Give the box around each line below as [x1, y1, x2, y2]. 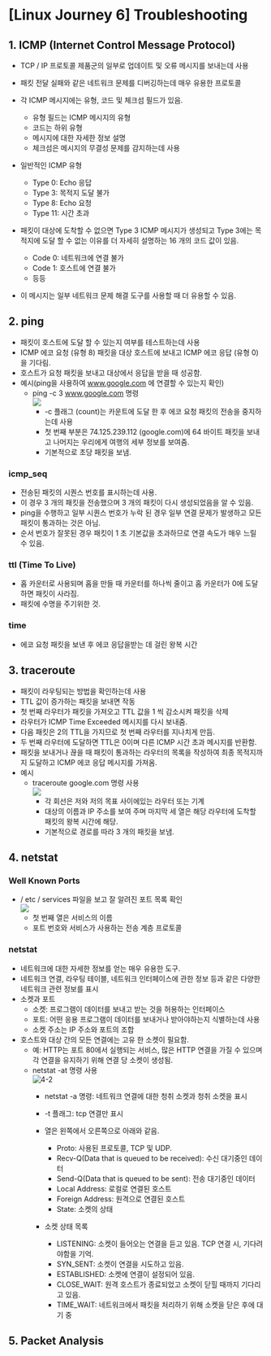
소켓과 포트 [19, 994, 56, 1004]
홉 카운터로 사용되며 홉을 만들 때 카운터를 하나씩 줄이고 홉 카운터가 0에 [19, 579, 243, 588]
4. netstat [8, 851, 58, 864]
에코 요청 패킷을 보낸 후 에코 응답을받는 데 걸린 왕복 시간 [19, 639, 198, 649]
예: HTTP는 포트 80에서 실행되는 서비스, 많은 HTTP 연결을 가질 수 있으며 [32, 1044, 263, 1055]
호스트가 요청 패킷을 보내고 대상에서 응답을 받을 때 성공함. [19, 368, 203, 378]
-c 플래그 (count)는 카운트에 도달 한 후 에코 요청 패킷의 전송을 [44, 406, 241, 416]
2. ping [8, 315, 45, 329]
